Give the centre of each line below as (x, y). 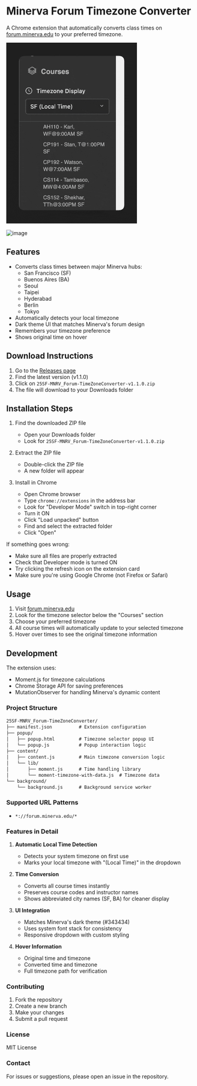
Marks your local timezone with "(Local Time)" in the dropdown (102, 862)
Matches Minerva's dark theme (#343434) (77, 922)
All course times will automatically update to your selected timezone (99, 628)
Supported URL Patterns (42, 803)
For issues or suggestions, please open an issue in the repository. (87, 1076)
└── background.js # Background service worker (84, 788)
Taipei (31, 292)
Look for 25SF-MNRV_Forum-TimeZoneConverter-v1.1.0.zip (94, 441)
